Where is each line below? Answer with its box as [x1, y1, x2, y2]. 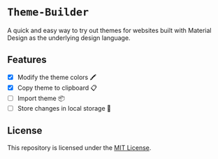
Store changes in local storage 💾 [17, 104, 112, 112]
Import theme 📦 [17, 94, 65, 102]
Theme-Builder [7, 6, 89, 19]
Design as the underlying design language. [7, 34, 131, 42]
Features [7, 54, 47, 66]
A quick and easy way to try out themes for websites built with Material [7, 26, 212, 34]
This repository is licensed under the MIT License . [7, 143, 152, 152]
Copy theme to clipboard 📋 [17, 83, 98, 92]
